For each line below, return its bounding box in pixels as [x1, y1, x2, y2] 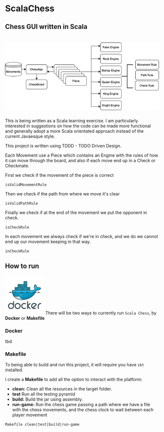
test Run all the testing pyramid [12, 391, 76, 397]
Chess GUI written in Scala [5, 23, 88, 31]
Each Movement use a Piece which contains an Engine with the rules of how [5, 152, 159, 158]
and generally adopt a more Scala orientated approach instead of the [5, 128, 144, 134]
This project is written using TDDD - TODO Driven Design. [5, 143, 122, 149]
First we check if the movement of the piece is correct [5, 172, 114, 178]
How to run [5, 262, 40, 270]
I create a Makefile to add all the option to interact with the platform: [5, 377, 143, 383]
